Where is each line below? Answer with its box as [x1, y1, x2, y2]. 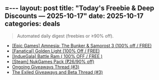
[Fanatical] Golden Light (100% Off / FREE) [11, 47, 100, 54]
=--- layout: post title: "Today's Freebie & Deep [4, 4, 154, 12]
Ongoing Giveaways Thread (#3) [11, 63, 79, 69]
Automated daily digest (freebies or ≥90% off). [16, 32, 114, 39]
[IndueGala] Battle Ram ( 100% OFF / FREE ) [11, 53, 103, 59]
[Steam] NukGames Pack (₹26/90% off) [11, 58, 94, 64]
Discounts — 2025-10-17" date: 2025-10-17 [4, 12, 143, 20]
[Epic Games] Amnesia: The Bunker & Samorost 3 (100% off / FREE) [11, 42, 152, 48]
